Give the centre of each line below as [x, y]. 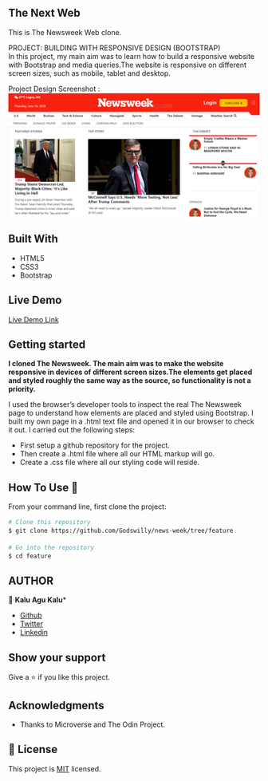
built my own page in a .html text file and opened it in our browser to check [131, 421]
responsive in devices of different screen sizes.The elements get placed [130, 372]
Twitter [32, 624]
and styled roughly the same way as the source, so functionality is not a [130, 381]
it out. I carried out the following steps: [72, 430]
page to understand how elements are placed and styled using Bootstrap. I [131, 413]
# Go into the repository [51, 547]
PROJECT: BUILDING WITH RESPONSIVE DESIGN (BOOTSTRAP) [114, 48]
